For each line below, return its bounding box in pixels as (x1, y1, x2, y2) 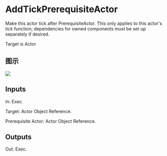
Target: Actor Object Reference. (5, 108, 72, 114)
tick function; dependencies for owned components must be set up (5, 25, 146, 31)
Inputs (5, 85, 26, 94)
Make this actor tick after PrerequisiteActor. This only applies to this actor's (5, 20, 162, 26)
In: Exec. (5, 98, 23, 104)
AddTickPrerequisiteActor (5, 4, 118, 15)
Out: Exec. (5, 146, 27, 152)
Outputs (5, 133, 32, 141)
